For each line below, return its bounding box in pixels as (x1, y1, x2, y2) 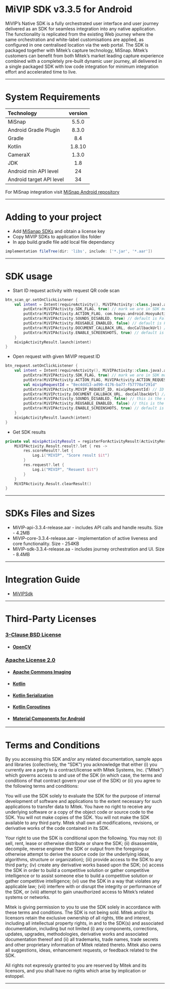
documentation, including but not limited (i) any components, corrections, (5, 926, 158, 932)
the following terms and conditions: (5, 783, 79, 789)
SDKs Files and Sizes (5, 508, 95, 519)
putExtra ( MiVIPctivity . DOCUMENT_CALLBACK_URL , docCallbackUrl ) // (23, 391, 166, 396)
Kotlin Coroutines (12, 704, 51, 710)
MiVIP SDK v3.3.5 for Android (5, 4, 133, 15)
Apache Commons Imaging (12, 669, 71, 675)
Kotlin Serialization (12, 692, 54, 698)
